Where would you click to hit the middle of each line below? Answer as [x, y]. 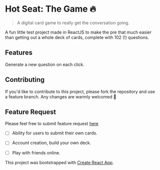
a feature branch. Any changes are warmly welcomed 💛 [61, 96]
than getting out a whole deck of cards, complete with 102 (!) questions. [77, 37]
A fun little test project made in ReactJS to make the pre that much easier [78, 32]
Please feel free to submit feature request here [52, 124]
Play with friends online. [36, 152]
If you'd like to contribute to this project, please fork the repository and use [80, 92]
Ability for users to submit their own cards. [55, 133]
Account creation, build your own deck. [52, 143]
